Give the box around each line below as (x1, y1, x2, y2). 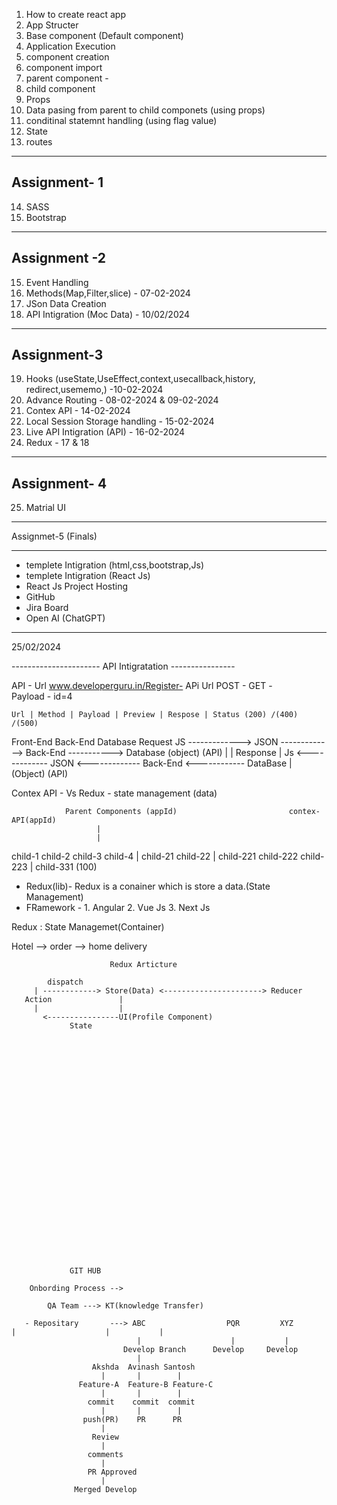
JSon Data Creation (25, 297, 107, 309)
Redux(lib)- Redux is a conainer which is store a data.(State (25, 880, 271, 893)
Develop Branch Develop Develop (122, 1345, 299, 1355)
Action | (24, 995, 124, 1005)
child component (25, 83, 96, 94)
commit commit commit (87, 1397, 196, 1408)
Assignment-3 (11, 347, 104, 364)
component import (25, 62, 103, 73)
